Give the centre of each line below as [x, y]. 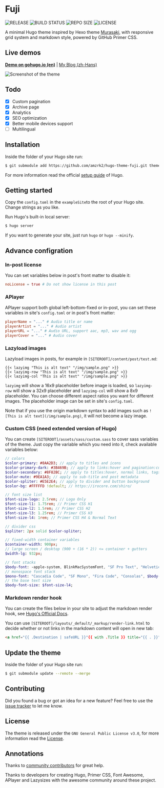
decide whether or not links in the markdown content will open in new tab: [79, 629]
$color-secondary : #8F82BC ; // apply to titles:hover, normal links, [77, 472]
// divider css [20, 526]
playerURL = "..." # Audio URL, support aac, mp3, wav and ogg [71, 331]
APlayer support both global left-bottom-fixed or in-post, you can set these [81, 308]
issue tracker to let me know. [34, 706]
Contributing [25, 689]
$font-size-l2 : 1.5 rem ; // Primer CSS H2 [48, 509]
